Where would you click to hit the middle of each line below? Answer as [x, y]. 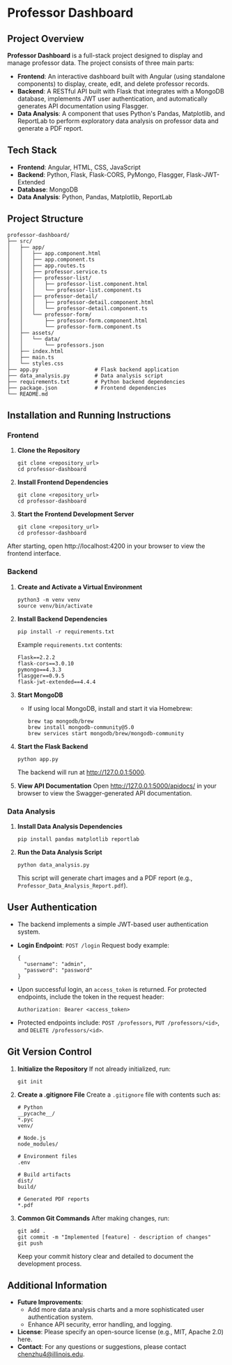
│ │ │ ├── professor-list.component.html [78, 284]
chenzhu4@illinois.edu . [51, 1355]
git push [30, 1243]
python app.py [38, 759]
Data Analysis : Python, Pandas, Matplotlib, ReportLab [95, 196]
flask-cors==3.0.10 [46, 663]
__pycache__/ [36, 1113]
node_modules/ [38, 1144]
